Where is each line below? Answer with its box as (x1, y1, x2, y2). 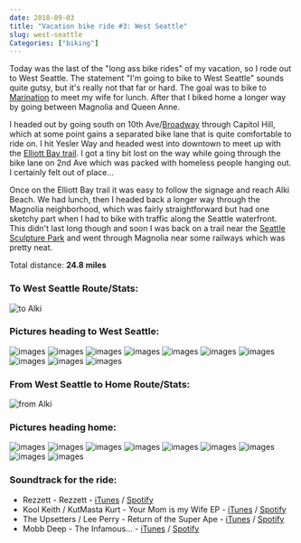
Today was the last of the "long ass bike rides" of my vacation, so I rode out (9, 63, 292, 74)
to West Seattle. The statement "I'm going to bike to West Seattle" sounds (9, 73, 285, 84)
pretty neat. (9, 242, 53, 253)
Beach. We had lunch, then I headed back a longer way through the (9, 194, 260, 205)
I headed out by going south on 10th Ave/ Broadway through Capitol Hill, (9, 119, 276, 130)
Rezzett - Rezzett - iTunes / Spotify (22, 494, 154, 505)
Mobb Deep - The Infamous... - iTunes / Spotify (22, 523, 200, 534)
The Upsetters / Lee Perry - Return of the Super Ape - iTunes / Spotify (22, 513, 285, 524)
